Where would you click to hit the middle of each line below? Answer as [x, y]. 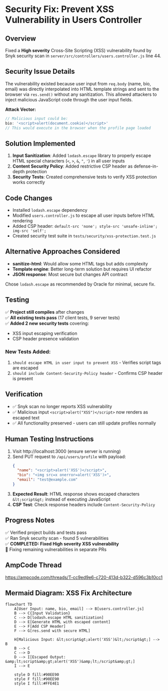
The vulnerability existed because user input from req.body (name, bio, [78, 83]
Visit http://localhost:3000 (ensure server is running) [66, 451]
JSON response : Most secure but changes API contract [70, 274]
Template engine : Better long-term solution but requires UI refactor [82, 269]
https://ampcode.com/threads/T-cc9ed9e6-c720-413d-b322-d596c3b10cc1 [84, 577]
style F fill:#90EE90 [36, 679]
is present [23, 378]
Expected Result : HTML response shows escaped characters [76, 494]
